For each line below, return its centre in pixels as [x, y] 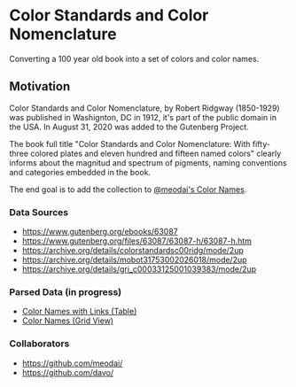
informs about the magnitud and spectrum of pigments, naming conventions [148, 163]
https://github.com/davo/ [68, 372]
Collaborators [39, 344]
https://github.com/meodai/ [72, 363]
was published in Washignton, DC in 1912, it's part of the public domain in [143, 117]
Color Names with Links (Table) [79, 312]
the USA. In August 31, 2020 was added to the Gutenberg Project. [129, 127]
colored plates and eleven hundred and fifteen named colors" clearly [156, 153]
